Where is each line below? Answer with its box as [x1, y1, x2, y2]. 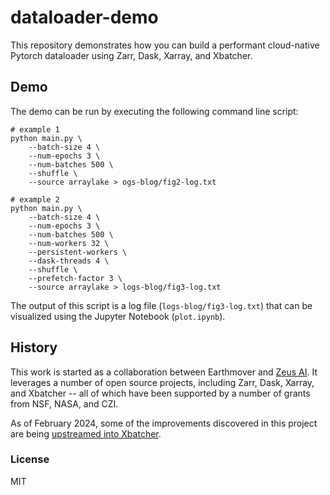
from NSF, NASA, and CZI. [10, 397, 119, 410]
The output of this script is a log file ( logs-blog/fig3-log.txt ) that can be [10, 299, 313, 311]
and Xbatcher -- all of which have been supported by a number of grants [10, 387, 311, 399]
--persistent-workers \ [28, 247, 128, 257]
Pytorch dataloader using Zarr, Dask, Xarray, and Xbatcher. [10, 49, 253, 61]
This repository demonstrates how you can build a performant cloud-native [10, 39, 320, 51]
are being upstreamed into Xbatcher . [10, 427, 162, 440]
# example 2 [10, 194, 60, 205]
